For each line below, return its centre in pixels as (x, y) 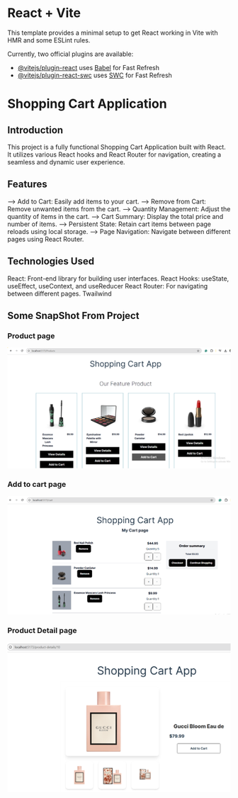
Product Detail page (42, 631)
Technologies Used (51, 261)
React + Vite (44, 13)
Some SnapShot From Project (73, 316)
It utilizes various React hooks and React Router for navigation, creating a (114, 154)
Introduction (35, 130)
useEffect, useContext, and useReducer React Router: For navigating (108, 286)
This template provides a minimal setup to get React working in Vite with (113, 33)
